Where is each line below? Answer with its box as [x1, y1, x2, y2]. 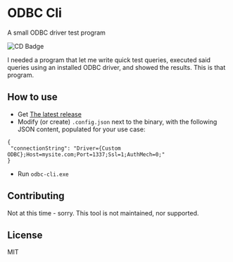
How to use [7, 91, 58, 103]
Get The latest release [17, 109, 82, 118]
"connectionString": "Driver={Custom [10, 145, 121, 152]
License [7, 229, 43, 241]
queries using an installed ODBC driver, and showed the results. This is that [7, 63, 226, 71]
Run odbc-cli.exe [17, 169, 69, 178]
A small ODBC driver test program [7, 28, 106, 37]
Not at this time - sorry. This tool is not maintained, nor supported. [7, 208, 199, 217]
